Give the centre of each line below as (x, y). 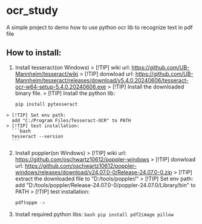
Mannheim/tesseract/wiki (47, 74)
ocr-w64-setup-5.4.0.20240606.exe (60, 87)
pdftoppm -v (30, 203)
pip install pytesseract (46, 104)
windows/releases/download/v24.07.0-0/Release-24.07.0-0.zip (93, 172)
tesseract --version (37, 136)
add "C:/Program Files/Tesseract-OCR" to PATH (71, 120)
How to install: (34, 53)
